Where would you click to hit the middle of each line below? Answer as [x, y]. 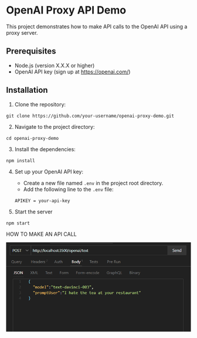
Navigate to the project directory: [55, 126]
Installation [27, 90]
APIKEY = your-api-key [42, 200]
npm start [18, 223]
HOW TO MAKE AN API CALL [42, 234]
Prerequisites [31, 51]
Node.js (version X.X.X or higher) [55, 65]
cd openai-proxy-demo [33, 138]
